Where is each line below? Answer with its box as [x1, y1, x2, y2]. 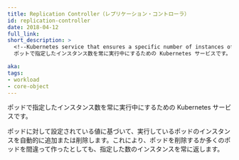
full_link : [7, 30, 40, 38]
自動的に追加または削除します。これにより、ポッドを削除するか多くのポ [19, 136, 231, 144]
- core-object [7, 82, 50, 90]
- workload [7, 76, 40, 83]
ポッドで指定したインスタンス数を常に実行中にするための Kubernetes [7, 103, 211, 112]
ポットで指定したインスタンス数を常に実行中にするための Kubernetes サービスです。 [14, 50, 231, 58]
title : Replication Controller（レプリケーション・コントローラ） [7, 10, 190, 18]
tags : [7, 69, 23, 77]
